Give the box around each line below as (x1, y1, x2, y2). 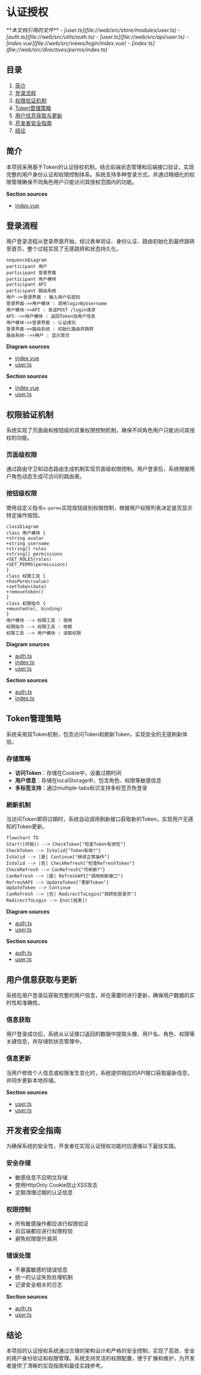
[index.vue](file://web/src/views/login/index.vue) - (6, 40, 130, 47)
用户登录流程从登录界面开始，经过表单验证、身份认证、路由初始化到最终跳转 (6, 238, 195, 245)
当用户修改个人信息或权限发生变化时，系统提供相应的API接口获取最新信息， (6, 1069, 193, 1076)
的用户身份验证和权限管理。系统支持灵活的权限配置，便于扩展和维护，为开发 (6, 1355, 195, 1362)
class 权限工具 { (6, 573, 46, 579)
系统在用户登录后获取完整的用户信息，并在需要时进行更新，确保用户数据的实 (6, 992, 195, 999)
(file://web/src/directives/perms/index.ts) (6, 46, 108, 53)
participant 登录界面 (6, 270, 57, 276)
